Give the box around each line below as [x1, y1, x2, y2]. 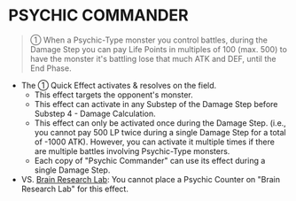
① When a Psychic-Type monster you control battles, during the [29, 35, 268, 45]
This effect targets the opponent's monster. [34, 89, 193, 100]
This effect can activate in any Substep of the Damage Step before [34, 98, 278, 109]
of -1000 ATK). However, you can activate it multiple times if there [34, 136, 276, 147]
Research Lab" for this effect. [20, 183, 129, 194]
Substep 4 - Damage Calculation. [34, 108, 156, 119]
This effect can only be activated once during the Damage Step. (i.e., [34, 117, 287, 128]
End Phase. [29, 63, 72, 73]
